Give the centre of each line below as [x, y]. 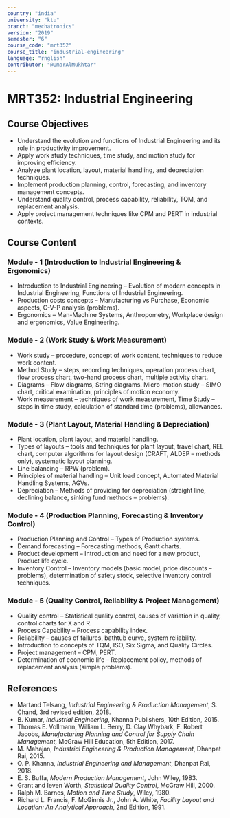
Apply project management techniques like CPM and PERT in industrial [117, 213]
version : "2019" [30, 33]
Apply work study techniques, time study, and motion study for [106, 155]
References [32, 688]
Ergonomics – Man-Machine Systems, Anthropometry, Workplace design [120, 315]
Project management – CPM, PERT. [67, 652]
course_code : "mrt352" [39, 45]
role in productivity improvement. [64, 148]
